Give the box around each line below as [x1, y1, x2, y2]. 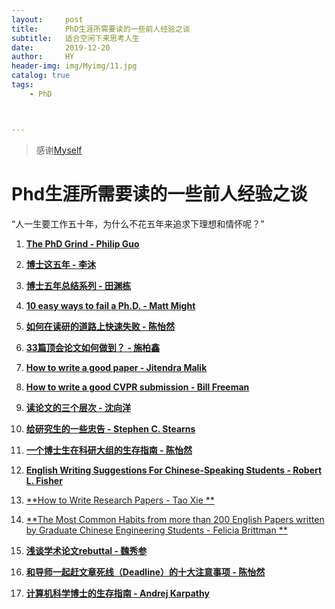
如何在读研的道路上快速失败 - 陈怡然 [25, 320, 175, 332]
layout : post [11, 14, 84, 25]
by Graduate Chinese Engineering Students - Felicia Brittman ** [25, 524, 288, 536]
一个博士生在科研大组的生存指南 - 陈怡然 [25, 444, 193, 456]
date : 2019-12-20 [11, 42, 111, 53]
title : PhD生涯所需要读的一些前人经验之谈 [11, 24, 191, 34]
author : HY [11, 52, 75, 62]
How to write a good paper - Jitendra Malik [25, 361, 208, 373]
